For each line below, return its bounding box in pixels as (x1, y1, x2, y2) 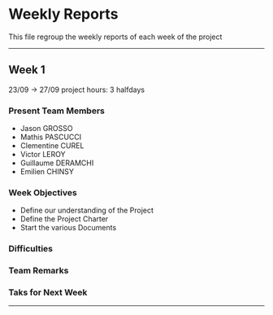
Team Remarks (8, 265, 69, 277)
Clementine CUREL (19, 141, 84, 151)
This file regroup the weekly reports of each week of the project (8, 32, 223, 42)
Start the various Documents (19, 223, 117, 233)
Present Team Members (8, 105, 106, 116)
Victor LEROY (19, 150, 66, 160)
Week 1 (8, 63, 45, 77)
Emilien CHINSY (19, 167, 75, 177)
